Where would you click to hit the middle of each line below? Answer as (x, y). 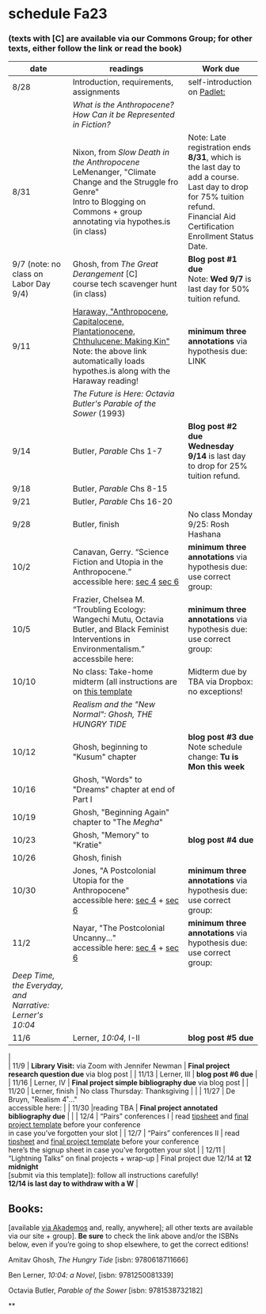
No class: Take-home (113, 672)
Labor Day (32, 284)
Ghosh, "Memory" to (111, 835)
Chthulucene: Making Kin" (121, 341)
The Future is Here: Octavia (123, 394)
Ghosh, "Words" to (107, 780)
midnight (23, 1167)
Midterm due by (217, 672)
